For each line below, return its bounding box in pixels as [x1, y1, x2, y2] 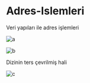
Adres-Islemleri [6, 4, 85, 18]
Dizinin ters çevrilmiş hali [6, 59, 67, 66]
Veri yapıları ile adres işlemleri [6, 24, 79, 31]
